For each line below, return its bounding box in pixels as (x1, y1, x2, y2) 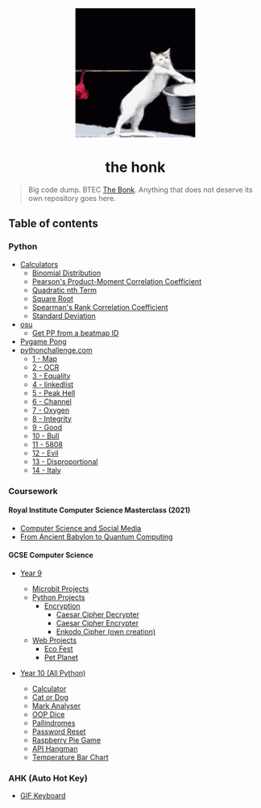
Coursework (8, 485, 58, 496)
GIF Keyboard (19, 791, 66, 801)
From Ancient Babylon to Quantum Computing (19, 532, 173, 542)
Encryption (43, 601, 81, 610)
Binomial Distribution (31, 268, 101, 278)
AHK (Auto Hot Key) (8, 772, 89, 784)
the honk (105, 158, 166, 177)
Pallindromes (31, 718, 76, 727)
